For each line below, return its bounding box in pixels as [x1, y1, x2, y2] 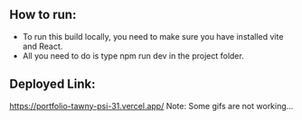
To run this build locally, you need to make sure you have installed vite [22, 31, 284, 42]
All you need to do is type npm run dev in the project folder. [22, 50, 244, 61]
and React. [22, 41, 63, 51]
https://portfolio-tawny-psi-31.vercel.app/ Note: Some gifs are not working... [9, 100, 294, 111]
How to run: [9, 7, 77, 23]
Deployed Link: [9, 77, 96, 92]
